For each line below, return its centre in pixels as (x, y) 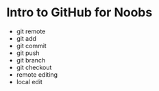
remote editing (37, 74)
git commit (32, 45)
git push (28, 53)
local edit (29, 81)
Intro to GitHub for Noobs (79, 13)
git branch (31, 60)
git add (26, 38)
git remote (31, 31)
